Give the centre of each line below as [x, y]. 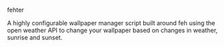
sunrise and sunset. [35, 37]
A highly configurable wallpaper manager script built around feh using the [111, 23]
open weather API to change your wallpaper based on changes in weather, [112, 30]
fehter [16, 10]
